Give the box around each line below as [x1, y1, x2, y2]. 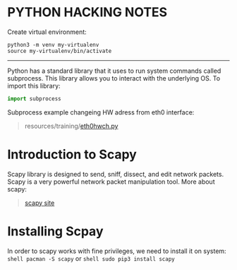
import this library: [7, 81, 61, 90]
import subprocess [7, 95, 61, 102]
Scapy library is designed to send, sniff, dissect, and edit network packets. [7, 170, 224, 178]
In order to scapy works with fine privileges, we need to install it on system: [7, 247, 227, 255]
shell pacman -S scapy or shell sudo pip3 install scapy [7, 254, 175, 262]
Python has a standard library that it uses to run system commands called [7, 66, 221, 75]
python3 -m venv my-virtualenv [7, 41, 99, 48]
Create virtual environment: [7, 28, 87, 36]
